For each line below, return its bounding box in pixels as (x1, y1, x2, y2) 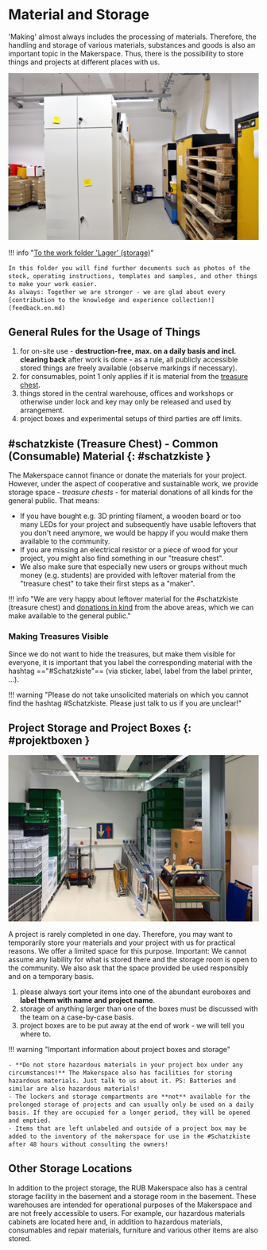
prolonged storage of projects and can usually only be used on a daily (8, 1101, 254, 1109)
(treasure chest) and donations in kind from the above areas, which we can (8, 602, 254, 613)
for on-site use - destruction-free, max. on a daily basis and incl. (19, 346, 237, 356)
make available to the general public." (8, 611, 131, 621)
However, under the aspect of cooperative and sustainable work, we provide (8, 479, 259, 489)
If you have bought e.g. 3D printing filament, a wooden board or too (19, 511, 242, 521)
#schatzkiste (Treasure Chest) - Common (8, 437, 219, 451)
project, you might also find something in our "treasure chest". (19, 554, 224, 563)
